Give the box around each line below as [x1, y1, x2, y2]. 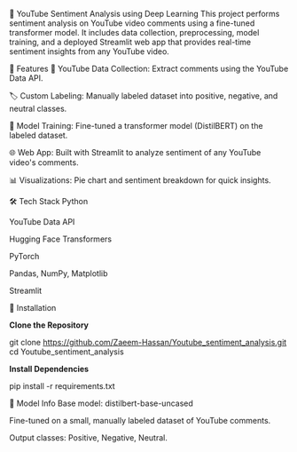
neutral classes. [9, 103, 67, 114]
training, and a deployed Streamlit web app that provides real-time [9, 36, 251, 47]
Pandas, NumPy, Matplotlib [9, 268, 108, 279]
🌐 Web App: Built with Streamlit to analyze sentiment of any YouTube [9, 147, 262, 157]
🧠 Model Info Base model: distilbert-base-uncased [9, 398, 193, 408]
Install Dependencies [9, 364, 90, 374]
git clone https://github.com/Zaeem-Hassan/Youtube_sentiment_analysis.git [9, 337, 287, 347]
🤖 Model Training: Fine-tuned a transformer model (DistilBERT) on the [9, 121, 263, 131]
